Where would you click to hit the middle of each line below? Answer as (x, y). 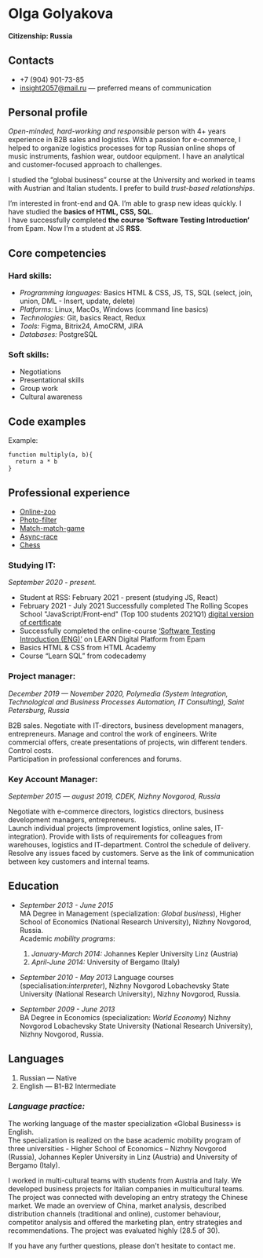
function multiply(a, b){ (50, 455)
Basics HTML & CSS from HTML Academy (88, 648)
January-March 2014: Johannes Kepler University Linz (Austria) (135, 953)
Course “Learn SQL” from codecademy (83, 656)
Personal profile (48, 112)
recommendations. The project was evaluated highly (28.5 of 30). (114, 1231)
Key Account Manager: (53, 779)
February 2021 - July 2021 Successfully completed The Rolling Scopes (134, 606)
